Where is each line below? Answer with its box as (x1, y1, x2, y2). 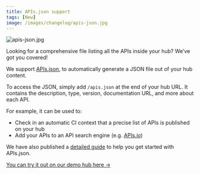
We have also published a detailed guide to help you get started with (6, 144, 174, 151)
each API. (6, 96, 30, 103)
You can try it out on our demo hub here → (6, 161, 111, 169)
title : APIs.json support (6, 8, 70, 15)
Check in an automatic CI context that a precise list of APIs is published (14, 119, 190, 126)
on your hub (14, 126, 45, 133)
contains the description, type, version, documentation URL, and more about (6, 90, 194, 97)
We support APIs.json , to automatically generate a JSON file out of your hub (6, 66, 193, 73)
